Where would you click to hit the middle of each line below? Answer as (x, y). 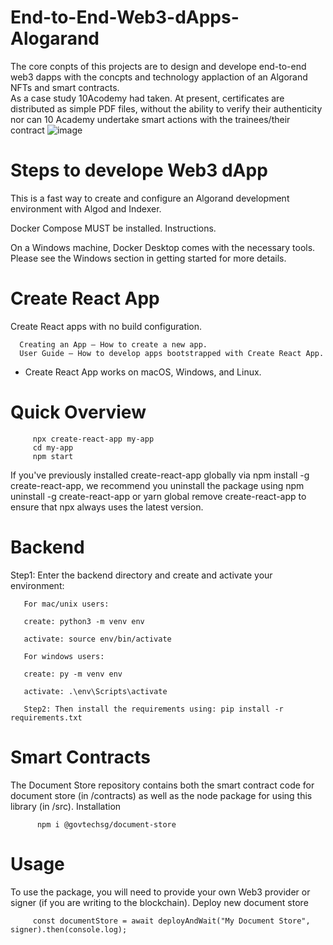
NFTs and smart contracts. (65, 87)
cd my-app (53, 447)
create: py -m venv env (73, 674)
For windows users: (64, 656)
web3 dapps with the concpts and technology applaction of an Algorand (159, 77)
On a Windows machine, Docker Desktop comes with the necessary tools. (163, 247)
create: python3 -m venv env (84, 621)
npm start (53, 456)
